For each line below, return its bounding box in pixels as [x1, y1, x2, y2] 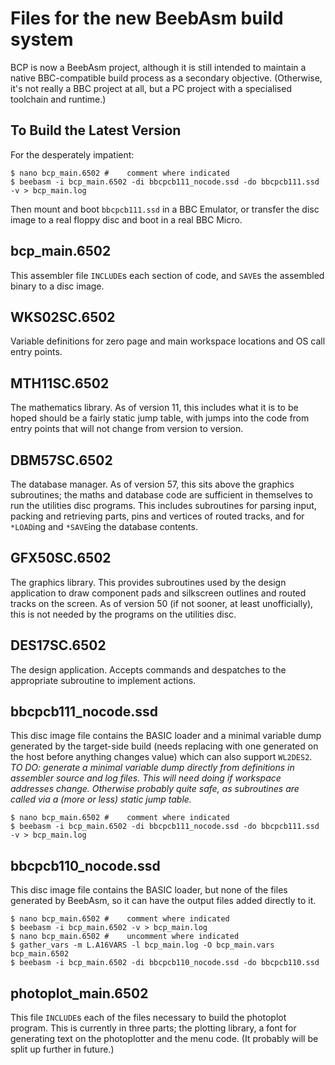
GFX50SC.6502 [10, 550, 112, 567]
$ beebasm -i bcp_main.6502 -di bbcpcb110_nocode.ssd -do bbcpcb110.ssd [10, 958, 320, 968]
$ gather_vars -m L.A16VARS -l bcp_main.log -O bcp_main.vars [10, 940, 275, 951]
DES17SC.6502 [10, 637, 107, 654]
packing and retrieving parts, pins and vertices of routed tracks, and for [10, 510, 305, 522]
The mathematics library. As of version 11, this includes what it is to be [10, 402, 299, 414]
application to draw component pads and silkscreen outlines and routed [10, 587, 307, 599]
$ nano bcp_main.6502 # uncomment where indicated [10, 932, 240, 942]
